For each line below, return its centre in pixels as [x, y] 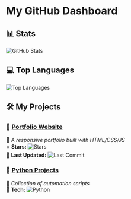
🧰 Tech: [16, 189]
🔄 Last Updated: [26, 155]
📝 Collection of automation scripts [48, 183]
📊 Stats [21, 34]
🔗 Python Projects [33, 170]
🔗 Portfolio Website [34, 127]
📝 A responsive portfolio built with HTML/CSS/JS [66, 140]
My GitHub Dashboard [62, 11]
